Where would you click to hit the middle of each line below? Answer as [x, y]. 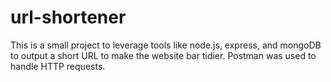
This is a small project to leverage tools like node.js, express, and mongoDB [166, 45]
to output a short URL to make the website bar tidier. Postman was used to [163, 55]
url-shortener [68, 17]
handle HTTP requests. [58, 66]
